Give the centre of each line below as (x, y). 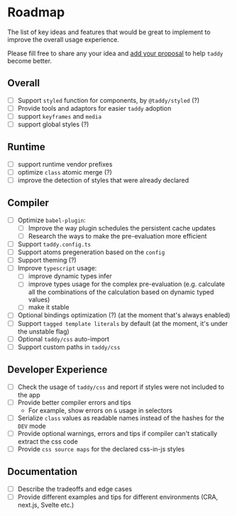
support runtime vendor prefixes (65, 164)
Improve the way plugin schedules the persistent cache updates (122, 228)
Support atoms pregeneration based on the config (91, 252)
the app (29, 395)
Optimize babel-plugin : (52, 220)
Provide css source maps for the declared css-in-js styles (101, 449)
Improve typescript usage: (57, 268)
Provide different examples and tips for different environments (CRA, (118, 497)
